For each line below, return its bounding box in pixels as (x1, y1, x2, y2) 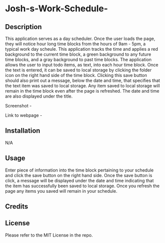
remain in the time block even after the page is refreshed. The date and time (5, 88, 160, 94)
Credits (5, 203, 29, 211)
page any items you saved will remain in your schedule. (5, 188, 117, 194)
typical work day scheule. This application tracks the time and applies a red (5, 46, 159, 52)
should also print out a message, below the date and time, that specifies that (5, 77, 160, 83)
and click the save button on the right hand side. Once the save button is (5, 172, 153, 178)
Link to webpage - (5, 112, 42, 118)
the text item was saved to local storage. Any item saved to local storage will (5, 83, 160, 89)
